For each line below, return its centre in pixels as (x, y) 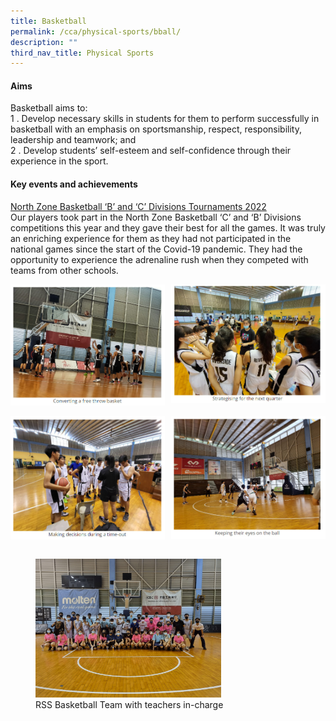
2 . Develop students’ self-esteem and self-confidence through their (151, 151)
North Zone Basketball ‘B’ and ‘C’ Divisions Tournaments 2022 (138, 206)
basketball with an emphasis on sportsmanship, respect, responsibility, (156, 129)
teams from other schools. (64, 270)
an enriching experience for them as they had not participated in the (151, 238)
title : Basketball (48, 21)
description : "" (44, 42)
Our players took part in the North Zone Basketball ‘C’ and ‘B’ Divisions (156, 217)
